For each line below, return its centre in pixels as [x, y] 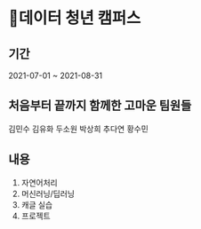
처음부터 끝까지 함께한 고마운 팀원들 [100, 106]
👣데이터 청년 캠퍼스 [75, 18]
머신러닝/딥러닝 [48, 193]
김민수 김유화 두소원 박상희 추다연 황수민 [78, 129]
